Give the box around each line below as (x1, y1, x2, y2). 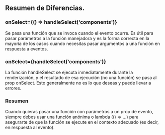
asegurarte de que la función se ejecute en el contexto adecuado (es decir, (5, 119, 159, 125)
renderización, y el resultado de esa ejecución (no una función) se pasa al (5, 74, 157, 81)
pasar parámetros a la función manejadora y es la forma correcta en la (5, 35, 150, 41)
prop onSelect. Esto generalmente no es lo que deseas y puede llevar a (5, 80, 152, 86)
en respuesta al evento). (5, 125, 55, 131)
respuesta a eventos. (5, 45, 48, 51)
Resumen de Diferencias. (5, 4, 85, 12)
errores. (5, 85, 21, 91)
